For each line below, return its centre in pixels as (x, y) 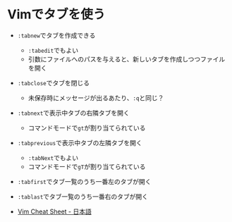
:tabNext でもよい (53, 158)
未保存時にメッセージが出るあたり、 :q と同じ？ (96, 98)
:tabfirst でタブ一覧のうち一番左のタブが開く (84, 181)
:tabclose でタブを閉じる (54, 82)
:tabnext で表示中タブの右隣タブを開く (74, 113)
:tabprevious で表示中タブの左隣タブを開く (80, 142)
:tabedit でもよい (53, 50)
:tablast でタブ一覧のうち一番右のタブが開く (83, 196)
